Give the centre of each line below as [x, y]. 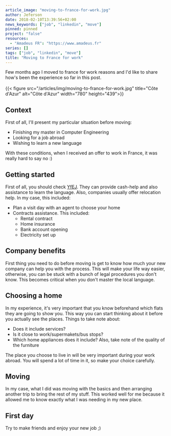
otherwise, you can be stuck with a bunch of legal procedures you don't [81, 274]
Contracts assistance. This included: [51, 213]
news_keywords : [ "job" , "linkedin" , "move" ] [53, 24]
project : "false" [24, 34]
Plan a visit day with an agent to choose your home [66, 208]
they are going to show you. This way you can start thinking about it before [84, 313]
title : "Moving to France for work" [44, 58]
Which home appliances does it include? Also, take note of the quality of [89, 340]
